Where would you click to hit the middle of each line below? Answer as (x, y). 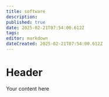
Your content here (28, 88)
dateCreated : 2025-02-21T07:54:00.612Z (54, 44)
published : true (26, 22)
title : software (26, 11)
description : (22, 17)
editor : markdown (27, 38)
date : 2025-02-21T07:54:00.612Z (45, 28)
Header (24, 73)
